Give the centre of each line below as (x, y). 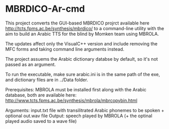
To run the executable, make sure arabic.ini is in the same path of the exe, (83, 74)
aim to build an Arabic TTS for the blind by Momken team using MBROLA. (82, 34)
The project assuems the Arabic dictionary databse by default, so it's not (82, 59)
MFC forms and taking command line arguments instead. (65, 49)
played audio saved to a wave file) (41, 121)
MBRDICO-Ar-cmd (45, 9)
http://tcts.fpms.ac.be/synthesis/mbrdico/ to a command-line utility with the (85, 28)
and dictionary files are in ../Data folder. (47, 80)
